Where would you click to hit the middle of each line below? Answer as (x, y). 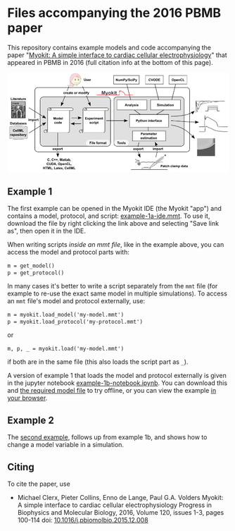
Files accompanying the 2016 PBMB (114, 13)
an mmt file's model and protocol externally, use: (76, 301)
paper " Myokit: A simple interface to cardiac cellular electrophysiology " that (117, 55)
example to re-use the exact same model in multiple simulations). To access (117, 293)
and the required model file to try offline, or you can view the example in (112, 391)
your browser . (27, 398)
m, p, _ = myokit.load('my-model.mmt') (66, 349)
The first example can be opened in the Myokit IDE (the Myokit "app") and (114, 209)
